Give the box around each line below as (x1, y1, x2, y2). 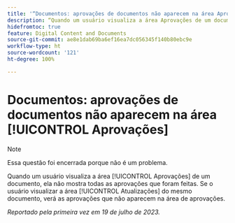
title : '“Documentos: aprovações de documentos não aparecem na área (7, 10, 215, 17)
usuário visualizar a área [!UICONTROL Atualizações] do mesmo (7, 187, 192, 195)
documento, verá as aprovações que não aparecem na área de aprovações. (7, 194, 226, 203)
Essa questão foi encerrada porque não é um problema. (7, 158, 168, 166)
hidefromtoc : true (7, 23, 61, 30)
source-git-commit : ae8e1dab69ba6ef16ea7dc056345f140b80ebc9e (7, 36, 192, 43)
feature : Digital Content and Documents (7, 29, 127, 37)
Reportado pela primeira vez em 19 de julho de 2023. (7, 208, 161, 216)
